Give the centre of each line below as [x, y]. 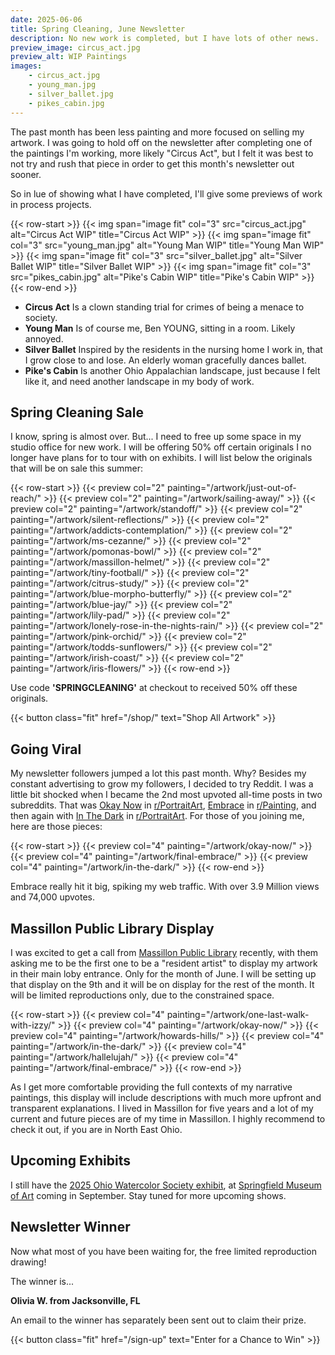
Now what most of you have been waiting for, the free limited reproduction [163, 1251]
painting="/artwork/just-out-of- [232, 488]
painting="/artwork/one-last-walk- [238, 1014]
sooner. [26, 174]
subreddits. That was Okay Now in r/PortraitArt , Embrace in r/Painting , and [163, 805]
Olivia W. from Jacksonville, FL [75, 1300]
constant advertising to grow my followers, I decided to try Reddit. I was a [162, 784]
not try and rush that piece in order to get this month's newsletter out [152, 163]
